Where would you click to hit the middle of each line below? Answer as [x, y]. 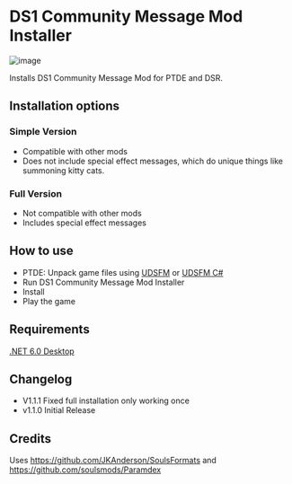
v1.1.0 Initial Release [59, 410]
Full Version [36, 193]
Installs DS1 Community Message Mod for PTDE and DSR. [116, 77]
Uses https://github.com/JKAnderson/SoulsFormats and [113, 461]
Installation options [64, 106]
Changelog [41, 379]
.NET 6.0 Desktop [42, 351]
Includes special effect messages [84, 223]
